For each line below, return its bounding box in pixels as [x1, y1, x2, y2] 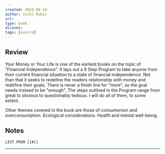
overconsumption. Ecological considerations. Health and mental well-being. [5, 112, 158, 118]
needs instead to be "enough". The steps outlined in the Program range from [5, 87, 160, 93]
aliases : [5, 26, 23, 30]
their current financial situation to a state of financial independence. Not [5, 72, 151, 77]
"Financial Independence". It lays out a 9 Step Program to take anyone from [5, 66, 158, 72]
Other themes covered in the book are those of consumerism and [5, 107, 137, 113]
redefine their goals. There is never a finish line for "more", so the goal [5, 82, 147, 88]
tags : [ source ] [5, 30, 36, 35]
